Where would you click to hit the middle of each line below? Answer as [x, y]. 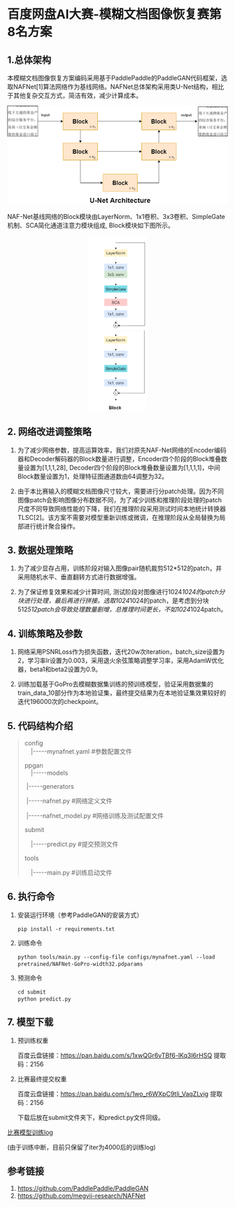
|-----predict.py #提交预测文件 [74, 844]
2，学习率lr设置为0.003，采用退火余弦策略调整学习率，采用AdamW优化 [120, 661]
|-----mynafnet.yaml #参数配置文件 [81, 751]
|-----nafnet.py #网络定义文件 [69, 801]
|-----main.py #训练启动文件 [71, 873]
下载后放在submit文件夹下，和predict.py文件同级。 [91, 1117]
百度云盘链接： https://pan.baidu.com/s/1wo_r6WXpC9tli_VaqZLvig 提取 [120, 1094]
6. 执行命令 [31, 897]
